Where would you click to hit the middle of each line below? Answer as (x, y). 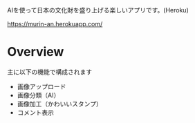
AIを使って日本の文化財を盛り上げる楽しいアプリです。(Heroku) (98, 10)
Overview (36, 52)
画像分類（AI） (38, 95)
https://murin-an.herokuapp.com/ (55, 24)
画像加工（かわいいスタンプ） (59, 104)
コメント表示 (35, 112)
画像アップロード (41, 86)
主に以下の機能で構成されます (49, 72)
